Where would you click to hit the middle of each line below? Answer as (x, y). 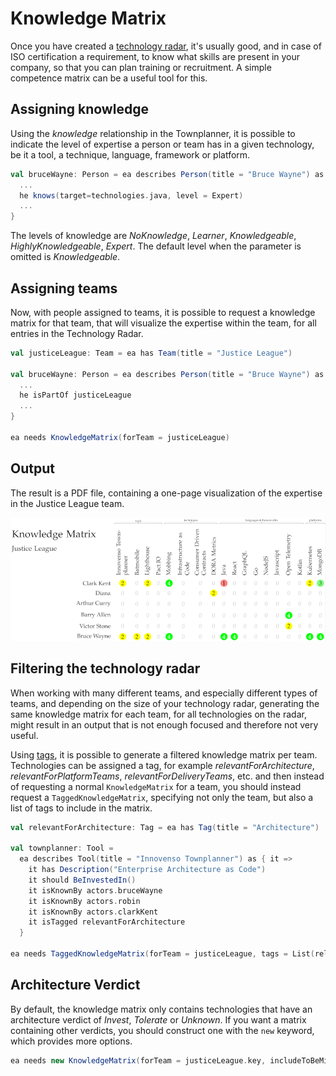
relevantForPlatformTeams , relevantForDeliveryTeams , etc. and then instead (167, 776)
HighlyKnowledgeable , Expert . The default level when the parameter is (156, 246)
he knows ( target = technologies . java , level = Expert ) (131, 195)
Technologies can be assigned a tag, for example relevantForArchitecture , (162, 765)
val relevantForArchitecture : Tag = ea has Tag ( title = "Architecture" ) (165, 827)
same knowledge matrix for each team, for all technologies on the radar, (158, 714)
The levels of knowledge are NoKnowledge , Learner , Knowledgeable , (153, 236)
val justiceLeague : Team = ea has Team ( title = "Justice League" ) (151, 353)
